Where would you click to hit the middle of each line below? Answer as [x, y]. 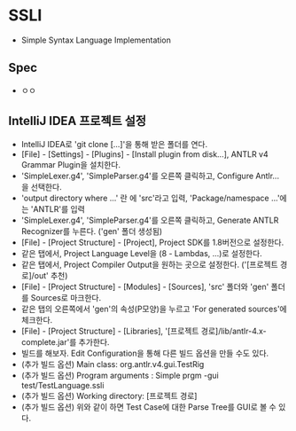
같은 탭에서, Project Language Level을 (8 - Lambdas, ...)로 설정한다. [141, 253]
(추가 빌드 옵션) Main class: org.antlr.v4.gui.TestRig [113, 364]
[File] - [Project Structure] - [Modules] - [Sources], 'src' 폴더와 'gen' [145, 286]
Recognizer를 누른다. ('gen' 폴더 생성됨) [92, 231]
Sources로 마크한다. [66, 297]
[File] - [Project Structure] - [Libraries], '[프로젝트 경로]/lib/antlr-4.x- [144, 331]
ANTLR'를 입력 [59, 208]
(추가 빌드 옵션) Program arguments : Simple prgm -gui [120, 375]
